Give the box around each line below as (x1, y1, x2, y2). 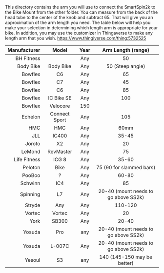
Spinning (20, 191, 41, 197)
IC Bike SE (48, 95, 72, 101)
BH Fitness (15, 55, 41, 61)
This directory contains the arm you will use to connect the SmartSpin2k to (5, 4, 156, 10)
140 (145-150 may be (99, 253, 153, 260)
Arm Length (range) (102, 47, 150, 53)
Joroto (25, 140, 41, 147)
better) (118, 260, 134, 266)
